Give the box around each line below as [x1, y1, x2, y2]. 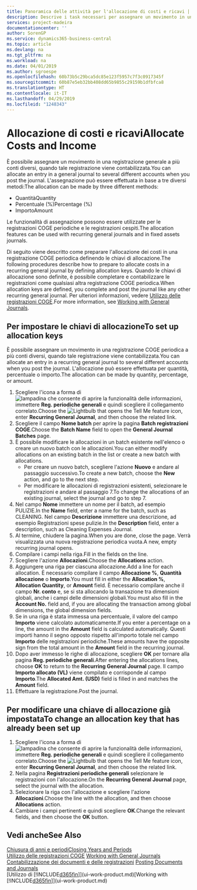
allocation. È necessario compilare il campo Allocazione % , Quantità [15, 569, 182, 576]
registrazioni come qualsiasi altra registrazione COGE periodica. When [6, 280, 175, 287]
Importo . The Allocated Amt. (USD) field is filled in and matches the [15, 675, 178, 682]
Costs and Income [6, 139, 97, 152]
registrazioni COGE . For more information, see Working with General [6, 298, 170, 305]
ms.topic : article [6, 42, 51, 47]
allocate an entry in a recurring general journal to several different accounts [6, 359, 189, 366]
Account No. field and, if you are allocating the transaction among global [15, 600, 191, 607]
